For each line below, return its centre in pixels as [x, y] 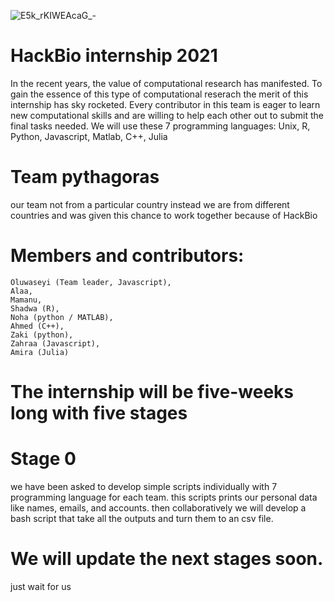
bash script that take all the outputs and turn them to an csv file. [142, 518]
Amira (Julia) [40, 352]
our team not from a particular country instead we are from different [150, 204]
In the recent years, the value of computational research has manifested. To [166, 83]
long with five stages [99, 413]
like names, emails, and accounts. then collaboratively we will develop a [158, 507]
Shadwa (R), [35, 308]
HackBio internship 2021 [114, 56]
